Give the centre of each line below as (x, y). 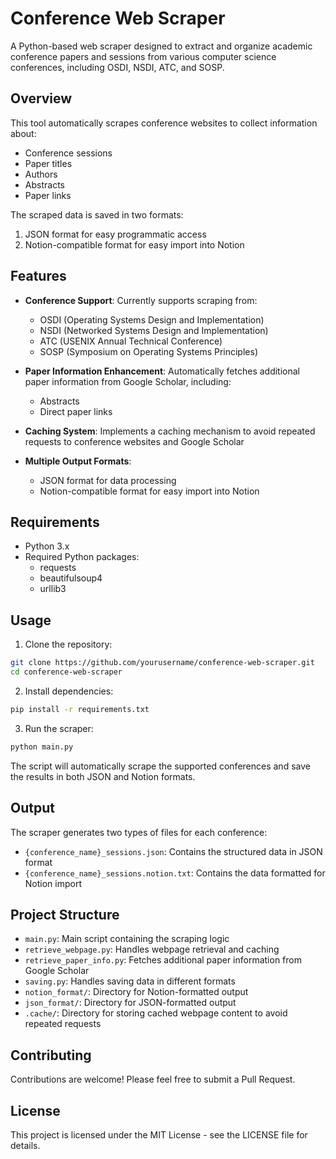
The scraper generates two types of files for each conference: (139, 832)
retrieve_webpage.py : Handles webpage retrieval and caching (152, 949)
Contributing (51, 1055)
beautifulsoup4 (71, 578)
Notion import (53, 883)
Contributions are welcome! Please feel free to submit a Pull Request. (153, 1079)
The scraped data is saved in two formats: (97, 214)
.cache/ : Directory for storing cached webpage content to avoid (156, 1013)
